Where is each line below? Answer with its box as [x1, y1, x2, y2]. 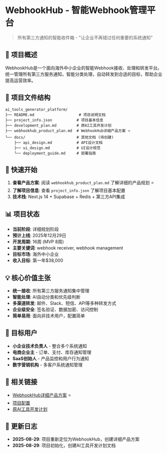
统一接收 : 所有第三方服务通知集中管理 [12, 288, 90, 293]
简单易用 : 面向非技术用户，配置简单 [12, 313, 85, 318]
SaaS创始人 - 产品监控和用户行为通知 [12, 355, 89, 361]
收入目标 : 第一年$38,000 [12, 257, 63, 263]
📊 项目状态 [5, 209, 40, 218]
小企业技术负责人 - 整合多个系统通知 [12, 343, 87, 349]
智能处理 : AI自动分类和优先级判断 [12, 294, 81, 300]
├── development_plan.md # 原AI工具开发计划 [5, 123, 112, 128]
